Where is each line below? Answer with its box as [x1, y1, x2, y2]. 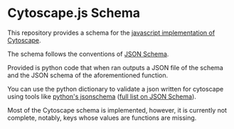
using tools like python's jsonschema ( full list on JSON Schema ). [7, 92, 197, 101]
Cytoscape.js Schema [7, 5, 141, 21]
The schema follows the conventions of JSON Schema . [7, 50, 169, 58]
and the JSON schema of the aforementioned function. [7, 71, 169, 79]
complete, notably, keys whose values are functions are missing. [7, 113, 197, 122]
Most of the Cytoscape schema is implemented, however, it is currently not [7, 106, 228, 114]
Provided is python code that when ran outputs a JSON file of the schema [7, 63, 224, 72]
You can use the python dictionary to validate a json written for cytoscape [7, 84, 224, 93]
